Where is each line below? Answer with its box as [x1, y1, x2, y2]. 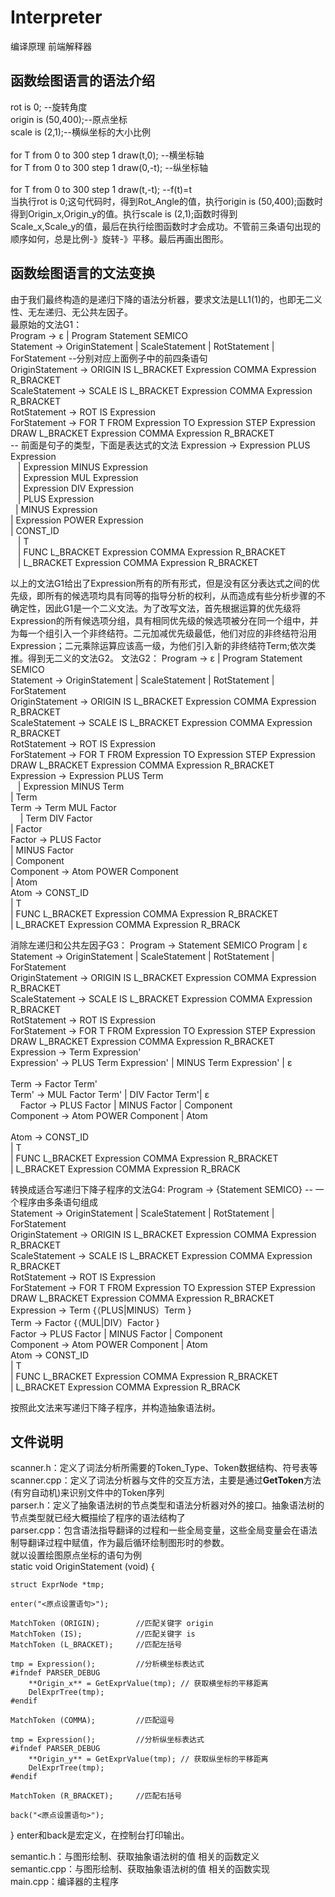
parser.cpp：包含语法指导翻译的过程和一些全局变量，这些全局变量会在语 [10, 1524, 309, 1536]
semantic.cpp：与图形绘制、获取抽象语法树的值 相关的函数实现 [10, 1863, 271, 1875]
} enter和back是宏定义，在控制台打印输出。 [10, 1829, 190, 1841]
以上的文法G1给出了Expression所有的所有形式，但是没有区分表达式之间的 [10, 577, 312, 589]
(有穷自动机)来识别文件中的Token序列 [10, 1487, 165, 1499]
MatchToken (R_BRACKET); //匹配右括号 [10, 1791, 183, 1801]
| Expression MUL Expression [17, 471, 139, 483]
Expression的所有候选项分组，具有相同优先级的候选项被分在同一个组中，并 [10, 614, 319, 626]
